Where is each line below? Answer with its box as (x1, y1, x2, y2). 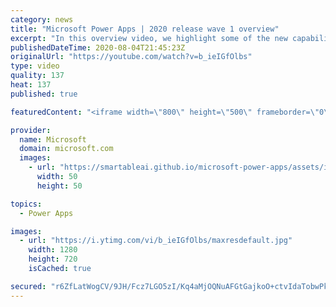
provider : (10, 125, 52, 135)
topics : (10, 199, 43, 209)
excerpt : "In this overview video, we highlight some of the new (10, 33, 288, 43)
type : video (10, 61, 60, 71)
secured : (10, 281, 47, 291)
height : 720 (28, 254, 78, 265)
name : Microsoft (19, 134, 87, 145)
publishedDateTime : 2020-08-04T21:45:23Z (10, 42, 186, 53)
